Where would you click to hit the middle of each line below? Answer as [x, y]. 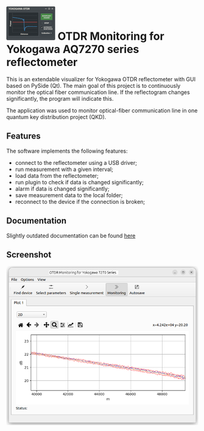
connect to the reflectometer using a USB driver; [76, 162]
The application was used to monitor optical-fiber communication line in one [102, 110]
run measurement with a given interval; [64, 169]
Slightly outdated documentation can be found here [71, 236]
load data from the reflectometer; [57, 176]
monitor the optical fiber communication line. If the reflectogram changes [98, 92]
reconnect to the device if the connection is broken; [80, 201]
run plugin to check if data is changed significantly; [79, 182]
